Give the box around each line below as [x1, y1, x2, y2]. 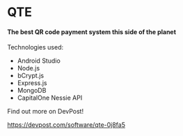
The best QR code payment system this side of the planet [7, 27, 176, 36]
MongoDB [17, 86, 47, 95]
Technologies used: [7, 43, 64, 52]
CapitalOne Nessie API [17, 93, 83, 102]
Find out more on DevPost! [7, 107, 84, 116]
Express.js [17, 79, 47, 87]
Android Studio [17, 56, 61, 65]
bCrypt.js [17, 71, 44, 80]
